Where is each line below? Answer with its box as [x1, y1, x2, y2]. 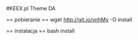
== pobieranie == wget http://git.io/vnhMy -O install [6, 16, 133, 23]
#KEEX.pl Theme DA [6, 5, 56, 12]
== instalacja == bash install [6, 27, 75, 34]
